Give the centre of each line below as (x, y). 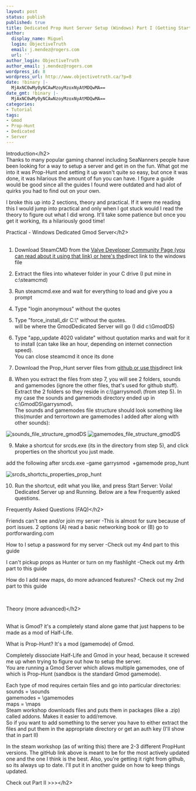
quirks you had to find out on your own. (53, 190)
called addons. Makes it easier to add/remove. (62, 716)
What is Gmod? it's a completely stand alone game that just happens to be (95, 626)
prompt (23, 297)
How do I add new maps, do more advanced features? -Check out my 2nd (95, 579)
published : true (26, 22)
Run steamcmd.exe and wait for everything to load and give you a (93, 291)
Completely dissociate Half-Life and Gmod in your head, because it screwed (98, 655)
